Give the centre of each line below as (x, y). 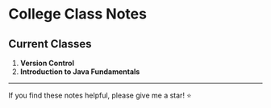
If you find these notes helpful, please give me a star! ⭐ (100, 95)
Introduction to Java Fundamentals (80, 72)
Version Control (47, 63)
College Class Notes (78, 14)
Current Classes (50, 44)
